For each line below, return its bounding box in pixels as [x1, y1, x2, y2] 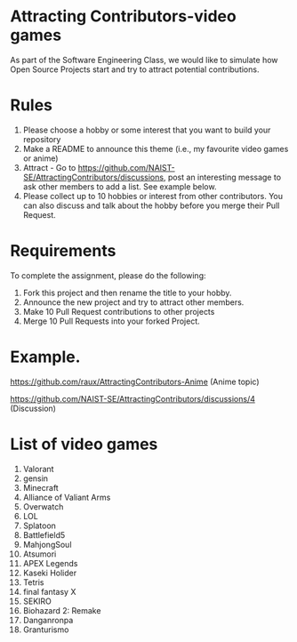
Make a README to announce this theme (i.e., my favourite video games [22, 143, 289, 154]
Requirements [10, 241, 116, 261]
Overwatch [22, 501, 64, 512]
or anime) [22, 153, 59, 164]
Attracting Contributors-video [10, 6, 237, 27]
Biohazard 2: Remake [22, 605, 101, 615]
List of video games [10, 434, 158, 454]
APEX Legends [22, 558, 78, 568]
